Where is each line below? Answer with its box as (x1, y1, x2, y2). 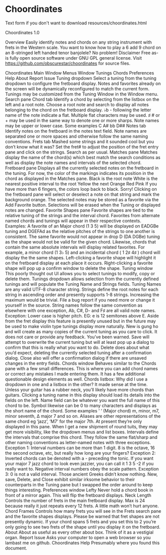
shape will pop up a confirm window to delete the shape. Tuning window (5, 265, 153, 271)
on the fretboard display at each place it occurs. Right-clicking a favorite (5, 260, 153, 266)
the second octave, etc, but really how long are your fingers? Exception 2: (5, 450, 156, 456)
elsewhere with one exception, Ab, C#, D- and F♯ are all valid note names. (5, 307, 156, 314)
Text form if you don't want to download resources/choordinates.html (5, 20, 147, 26)
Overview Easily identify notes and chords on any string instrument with (5, 39, 152, 45)
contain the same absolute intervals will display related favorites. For (5, 244, 145, 250)
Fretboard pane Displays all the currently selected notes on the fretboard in (5, 165, 159, 171)
